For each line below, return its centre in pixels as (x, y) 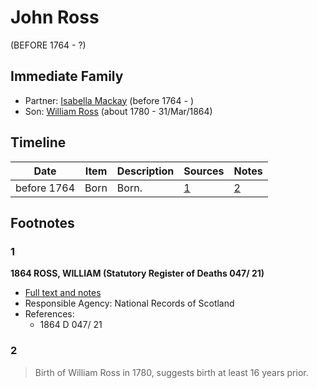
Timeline (38, 142)
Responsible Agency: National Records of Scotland (129, 303)
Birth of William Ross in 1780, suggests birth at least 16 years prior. (171, 372)
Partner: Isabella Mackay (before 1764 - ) (109, 100)
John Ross (55, 17)
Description (145, 171)
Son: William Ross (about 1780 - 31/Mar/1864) (118, 111)
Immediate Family (67, 76)
